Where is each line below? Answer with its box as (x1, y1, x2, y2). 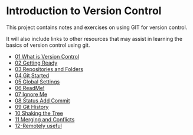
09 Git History (14, 103, 49, 110)
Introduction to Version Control (6, 4, 162, 18)
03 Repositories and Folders (14, 65, 84, 72)
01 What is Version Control (14, 53, 80, 60)
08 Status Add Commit (14, 97, 70, 104)
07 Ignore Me (14, 91, 48, 98)
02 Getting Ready (14, 59, 58, 66)
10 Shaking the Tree (14, 110, 63, 117)
